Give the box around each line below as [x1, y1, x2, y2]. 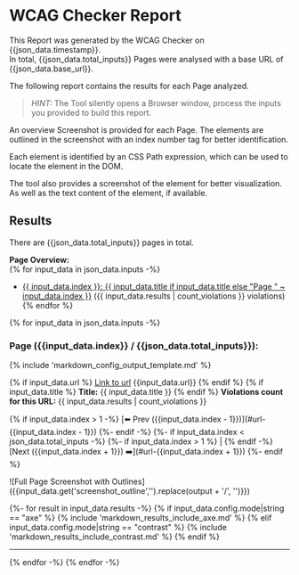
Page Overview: [9, 254, 69, 265]
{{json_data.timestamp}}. [9, 44, 101, 54]
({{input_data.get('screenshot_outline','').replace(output [9, 486, 213, 497]
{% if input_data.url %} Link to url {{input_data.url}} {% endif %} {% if [9, 377, 264, 388]
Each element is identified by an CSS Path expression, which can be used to [9, 151, 289, 161]
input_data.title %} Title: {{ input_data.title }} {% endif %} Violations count [9, 387, 283, 398]
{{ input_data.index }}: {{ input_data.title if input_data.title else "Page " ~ [21, 281, 286, 292]
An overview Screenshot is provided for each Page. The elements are [9, 124, 264, 135]
